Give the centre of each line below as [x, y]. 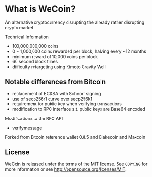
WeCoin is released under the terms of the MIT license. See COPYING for [76, 164]
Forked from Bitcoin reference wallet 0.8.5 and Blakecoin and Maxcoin [75, 137]
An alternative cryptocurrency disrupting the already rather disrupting [75, 22]
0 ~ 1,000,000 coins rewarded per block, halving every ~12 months [79, 51]
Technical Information [27, 37]
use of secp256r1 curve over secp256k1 [52, 99]
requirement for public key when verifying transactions [67, 104]
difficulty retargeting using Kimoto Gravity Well [59, 67]
